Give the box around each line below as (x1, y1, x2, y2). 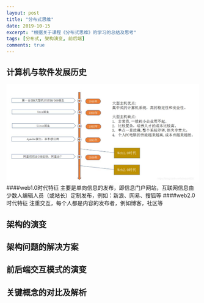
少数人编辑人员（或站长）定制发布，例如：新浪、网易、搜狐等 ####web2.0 (6, 192, 195, 199)
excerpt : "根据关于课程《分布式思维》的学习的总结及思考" (6, 29, 137, 36)
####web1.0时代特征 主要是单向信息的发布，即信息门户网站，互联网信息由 (6, 184, 194, 192)
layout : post (6, 10, 40, 16)
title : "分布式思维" (6, 16, 54, 23)
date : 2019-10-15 (6, 23, 51, 29)
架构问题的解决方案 (6, 242, 79, 252)
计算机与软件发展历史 (6, 67, 87, 78)
